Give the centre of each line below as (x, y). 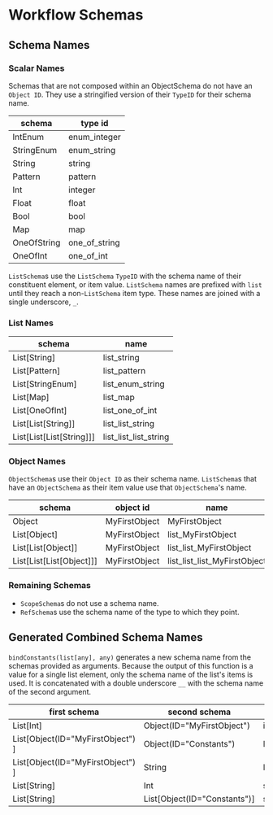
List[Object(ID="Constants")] (199, 799)
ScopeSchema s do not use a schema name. (90, 603)
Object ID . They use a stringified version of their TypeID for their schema (130, 94)
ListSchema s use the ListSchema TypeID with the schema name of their (125, 276)
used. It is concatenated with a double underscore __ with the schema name (136, 683)
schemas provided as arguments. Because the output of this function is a (131, 665)
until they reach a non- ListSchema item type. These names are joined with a (134, 293)
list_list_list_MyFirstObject (217, 561)
